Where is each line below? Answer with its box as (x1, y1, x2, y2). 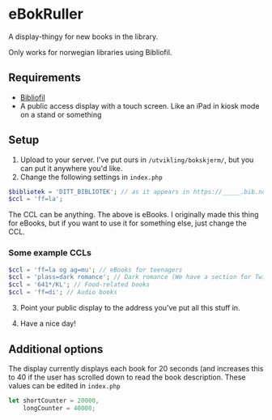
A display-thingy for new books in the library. (8, 32, 159, 41)
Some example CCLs (8, 247, 91, 259)
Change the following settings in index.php (19, 172, 164, 182)
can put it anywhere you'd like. (19, 163, 123, 173)
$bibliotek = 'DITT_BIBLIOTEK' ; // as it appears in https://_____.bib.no (8, 187, 266, 195)
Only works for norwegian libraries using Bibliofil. (8, 47, 172, 57)
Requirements (8, 71, 81, 85)
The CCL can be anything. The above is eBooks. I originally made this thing (8, 210, 259, 220)
